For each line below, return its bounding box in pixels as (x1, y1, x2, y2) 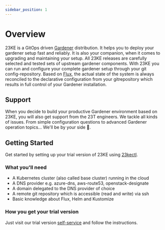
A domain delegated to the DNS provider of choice (12, 186, 115, 192)
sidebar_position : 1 (5, 7, 48, 12)
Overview (5, 28, 46, 39)
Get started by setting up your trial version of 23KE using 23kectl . (5, 152, 138, 158)
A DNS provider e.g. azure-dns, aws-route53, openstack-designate (12, 180, 149, 186)
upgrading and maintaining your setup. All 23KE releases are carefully (5, 55, 147, 61)
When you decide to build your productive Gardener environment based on (5, 109, 158, 115)
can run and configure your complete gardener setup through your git (5, 66, 147, 71)
